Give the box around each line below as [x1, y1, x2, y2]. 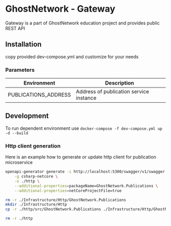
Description [105, 79, 134, 87]
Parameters [5, 66, 35, 73]
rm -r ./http [5, 216, 33, 221]
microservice [5, 159, 33, 165]
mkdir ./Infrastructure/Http [5, 202, 67, 207]
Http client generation [5, 142, 61, 149]
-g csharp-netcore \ [14, 174, 58, 179]
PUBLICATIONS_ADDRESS [8, 91, 71, 98]
